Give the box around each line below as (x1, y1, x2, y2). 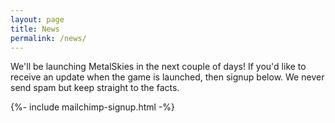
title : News (10, 24, 60, 34)
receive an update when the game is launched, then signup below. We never (10, 71, 325, 83)
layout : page (10, 14, 65, 25)
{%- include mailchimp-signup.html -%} (10, 101, 176, 113)
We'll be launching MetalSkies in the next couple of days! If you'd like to (10, 61, 307, 73)
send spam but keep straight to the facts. (10, 82, 180, 94)
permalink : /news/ (10, 33, 87, 43)
